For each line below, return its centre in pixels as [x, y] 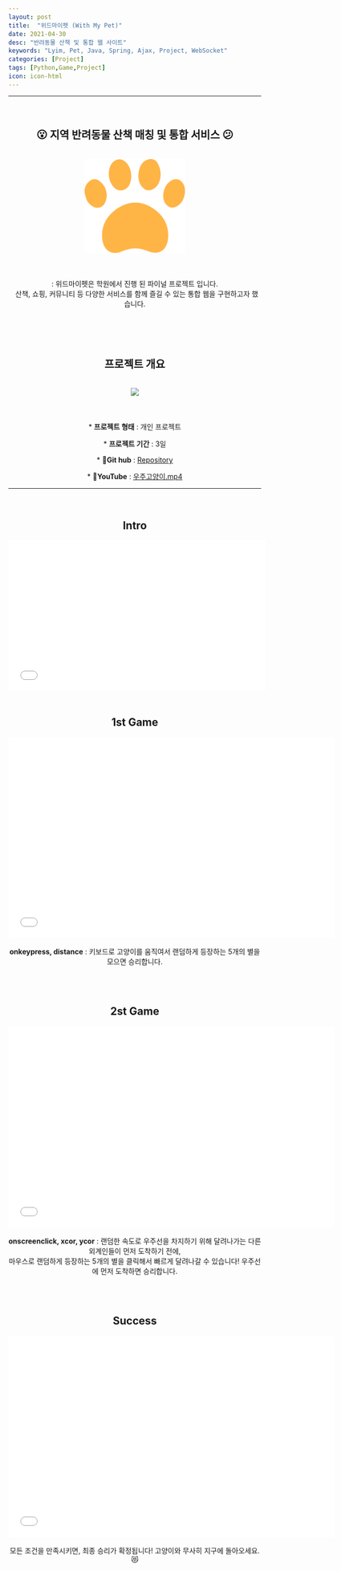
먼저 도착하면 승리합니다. [139, 1271]
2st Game [135, 1011]
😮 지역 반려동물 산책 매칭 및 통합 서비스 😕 [135, 135]
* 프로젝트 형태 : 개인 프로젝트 [135, 427]
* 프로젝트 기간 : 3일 [135, 444]
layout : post [30, 17]
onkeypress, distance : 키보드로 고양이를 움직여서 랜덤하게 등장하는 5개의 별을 [135, 952]
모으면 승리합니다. [135, 962]
